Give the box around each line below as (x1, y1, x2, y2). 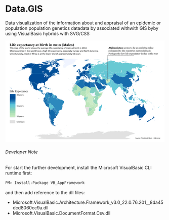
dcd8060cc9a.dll (12, 204, 49, 210)
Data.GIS (5, 3, 43, 15)
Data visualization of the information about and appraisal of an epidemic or (5, 20, 161, 26)
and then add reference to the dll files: (5, 189, 85, 195)
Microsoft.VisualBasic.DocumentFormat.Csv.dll (12, 210, 111, 216)
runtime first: (5, 170, 32, 176)
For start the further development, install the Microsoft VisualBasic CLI (5, 164, 152, 170)
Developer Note (5, 149, 38, 155)
